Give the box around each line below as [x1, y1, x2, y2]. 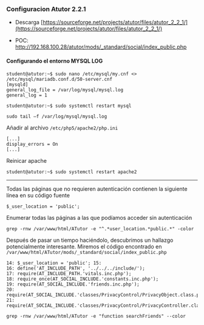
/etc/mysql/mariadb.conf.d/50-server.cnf [6, 76, 113, 82]
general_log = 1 [6, 92, 47, 98]
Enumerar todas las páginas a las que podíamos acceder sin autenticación [6, 214, 192, 221]
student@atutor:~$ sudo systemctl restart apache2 [6, 169, 137, 175]
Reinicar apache [6, 157, 47, 164]
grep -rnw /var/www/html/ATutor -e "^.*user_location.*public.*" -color [6, 225, 194, 232]
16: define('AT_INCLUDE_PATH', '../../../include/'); [6, 265, 146, 272]
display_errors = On [6, 141, 59, 147]
